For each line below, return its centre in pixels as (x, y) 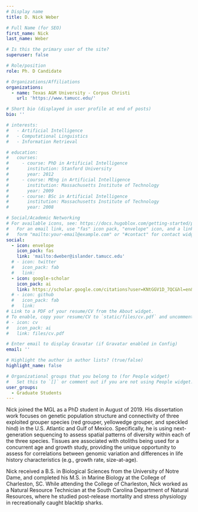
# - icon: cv (22, 322)
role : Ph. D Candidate (34, 71)
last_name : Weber (27, 39)
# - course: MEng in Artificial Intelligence (68, 180)
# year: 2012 (30, 174)
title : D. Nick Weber (33, 17)
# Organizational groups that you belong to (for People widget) (88, 376)
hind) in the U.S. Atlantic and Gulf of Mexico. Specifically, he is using (89, 429)
